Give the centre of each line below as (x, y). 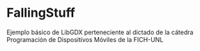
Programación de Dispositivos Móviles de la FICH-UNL (85, 39)
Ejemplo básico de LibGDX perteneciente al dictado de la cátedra (100, 32)
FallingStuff (41, 13)
